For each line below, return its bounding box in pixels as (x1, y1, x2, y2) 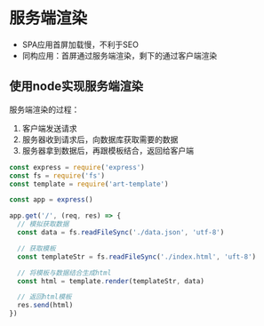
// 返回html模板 (17, 292, 73, 302)
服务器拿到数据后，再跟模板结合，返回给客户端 (21, 145, 194, 155)
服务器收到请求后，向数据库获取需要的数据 (21, 134, 179, 145)
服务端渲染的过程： (9, 104, 80, 115)
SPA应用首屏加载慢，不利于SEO (21, 39, 140, 50)
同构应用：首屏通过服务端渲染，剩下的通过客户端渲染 (21, 50, 218, 60)
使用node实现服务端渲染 (9, 79, 144, 94)
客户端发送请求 (21, 123, 77, 133)
